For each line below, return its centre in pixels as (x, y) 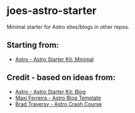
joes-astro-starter (52, 11)
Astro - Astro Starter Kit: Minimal (54, 59)
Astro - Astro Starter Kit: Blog (51, 91)
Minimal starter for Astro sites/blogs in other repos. (68, 27)
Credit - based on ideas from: (61, 78)
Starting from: (33, 45)
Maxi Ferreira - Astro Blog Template (58, 98)
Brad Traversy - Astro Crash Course (58, 104)
